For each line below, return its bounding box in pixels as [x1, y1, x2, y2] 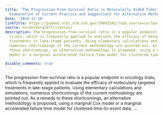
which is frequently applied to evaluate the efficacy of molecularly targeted [5, 80, 155, 85]
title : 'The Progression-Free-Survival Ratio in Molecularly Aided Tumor [5, 7, 158, 12]
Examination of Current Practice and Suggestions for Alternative [9, 12, 147, 16]
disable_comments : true [5, 61, 53, 66]
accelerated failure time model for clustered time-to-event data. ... [5, 105, 137, 112]
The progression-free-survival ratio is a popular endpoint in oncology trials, [5, 75, 156, 81]
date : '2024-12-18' [5, 16, 45, 21]
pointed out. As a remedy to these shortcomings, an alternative [5, 95, 131, 101]
